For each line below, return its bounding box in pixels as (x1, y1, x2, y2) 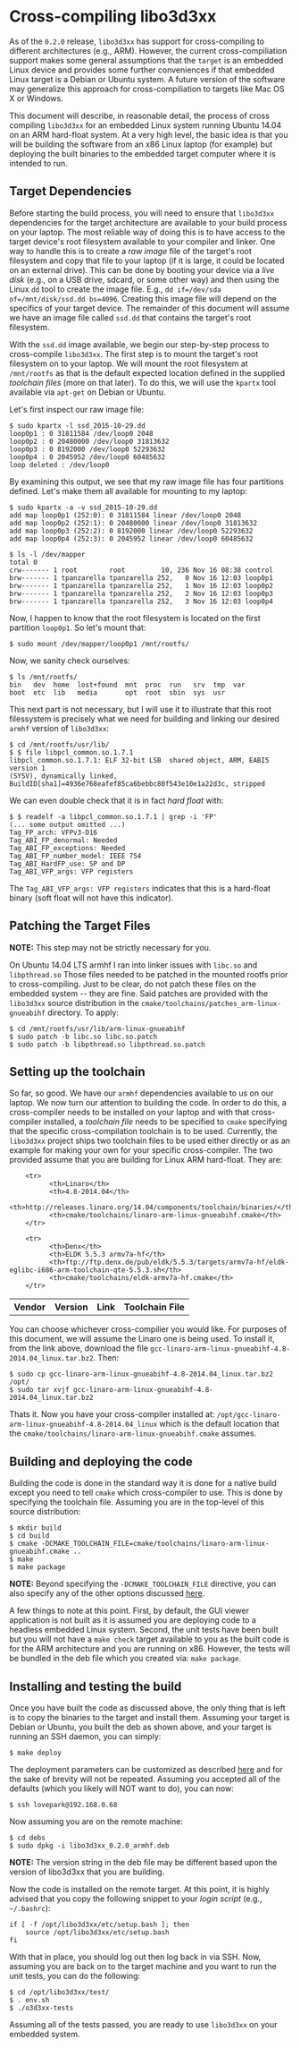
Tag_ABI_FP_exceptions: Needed (9, 843, 126, 852)
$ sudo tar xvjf (9, 1386, 70, 1395)
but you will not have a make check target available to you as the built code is (9, 1634, 290, 1644)
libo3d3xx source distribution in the (9, 997, 140, 1008)
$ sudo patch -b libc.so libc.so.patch (9, 1032, 158, 1041)
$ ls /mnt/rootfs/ (9, 672, 78, 681)
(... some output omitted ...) (9, 820, 126, 829)
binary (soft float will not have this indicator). (9, 892, 174, 903)
